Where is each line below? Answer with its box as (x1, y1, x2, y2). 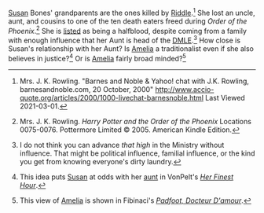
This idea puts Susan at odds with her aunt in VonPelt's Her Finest (19, 172, 234, 182)
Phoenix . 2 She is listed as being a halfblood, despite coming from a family (8, 24, 247, 35)
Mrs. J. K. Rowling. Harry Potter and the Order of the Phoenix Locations (19, 116, 251, 126)
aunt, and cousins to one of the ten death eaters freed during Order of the (8, 16, 247, 26)
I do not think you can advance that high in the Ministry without (19, 140, 225, 149)
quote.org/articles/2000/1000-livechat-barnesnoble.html (19, 93, 204, 102)
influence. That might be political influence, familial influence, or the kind (19, 149, 255, 158)
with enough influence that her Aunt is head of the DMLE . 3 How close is (8, 35, 241, 45)
